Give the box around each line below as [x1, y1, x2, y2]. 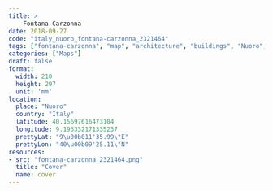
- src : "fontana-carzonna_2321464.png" [8, 155, 144, 163]
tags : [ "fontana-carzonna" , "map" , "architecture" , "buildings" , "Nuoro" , [8, 42, 267, 50]
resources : [8, 148, 45, 156]
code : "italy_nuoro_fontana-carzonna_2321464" [8, 34, 169, 43]
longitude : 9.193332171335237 [15, 125, 118, 133]
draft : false [8, 58, 53, 66]
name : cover [15, 171, 57, 179]
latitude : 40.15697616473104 [15, 118, 115, 126]
